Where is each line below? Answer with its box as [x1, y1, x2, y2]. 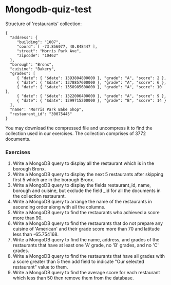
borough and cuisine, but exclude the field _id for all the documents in [12, 187, 161, 194]
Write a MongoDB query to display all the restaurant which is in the [12, 160, 155, 166]
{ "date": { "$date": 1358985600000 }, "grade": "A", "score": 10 [16, 84, 162, 89]
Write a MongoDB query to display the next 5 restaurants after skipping [12, 171, 164, 178]
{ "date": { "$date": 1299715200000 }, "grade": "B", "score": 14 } [16, 98, 167, 103]
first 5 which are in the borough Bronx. [12, 177, 94, 183]
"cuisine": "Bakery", [10, 66, 56, 71]
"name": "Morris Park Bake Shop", [10, 107, 84, 112]
